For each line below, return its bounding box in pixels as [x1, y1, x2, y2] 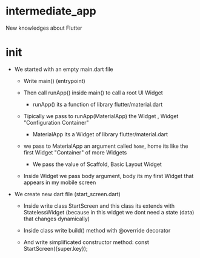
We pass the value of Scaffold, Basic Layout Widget [32, 160, 162, 168]
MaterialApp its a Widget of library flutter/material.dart [32, 130, 168, 137]
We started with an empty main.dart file [14, 65, 113, 73]
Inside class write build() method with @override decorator [23, 227, 171, 234]
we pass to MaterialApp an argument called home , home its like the [23, 142, 188, 150]
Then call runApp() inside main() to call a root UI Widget [23, 89, 163, 96]
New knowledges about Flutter [5, 24, 82, 31]
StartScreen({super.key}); [23, 245, 88, 252]
